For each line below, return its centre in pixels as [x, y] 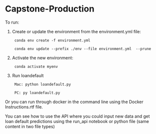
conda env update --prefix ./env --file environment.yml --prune [83, 49]
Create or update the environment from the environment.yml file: [77, 31]
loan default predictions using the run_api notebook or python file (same [77, 121]
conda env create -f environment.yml [52, 40]
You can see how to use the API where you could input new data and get [78, 116]
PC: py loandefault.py [37, 93]
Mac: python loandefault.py [43, 84]
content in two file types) [30, 126]
